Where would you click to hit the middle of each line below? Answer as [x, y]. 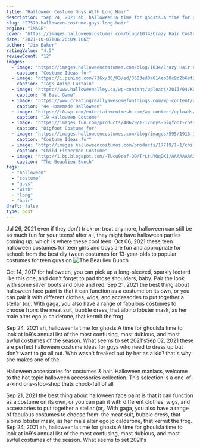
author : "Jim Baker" [32, 45]
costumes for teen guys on [39, 260]
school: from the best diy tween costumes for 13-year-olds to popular [91, 254]
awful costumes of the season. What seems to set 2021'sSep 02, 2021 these [100, 340]
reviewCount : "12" [29, 56]
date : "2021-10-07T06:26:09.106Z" [49, 39]
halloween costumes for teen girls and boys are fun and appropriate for [94, 248]
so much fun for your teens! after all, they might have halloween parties [93, 235]
